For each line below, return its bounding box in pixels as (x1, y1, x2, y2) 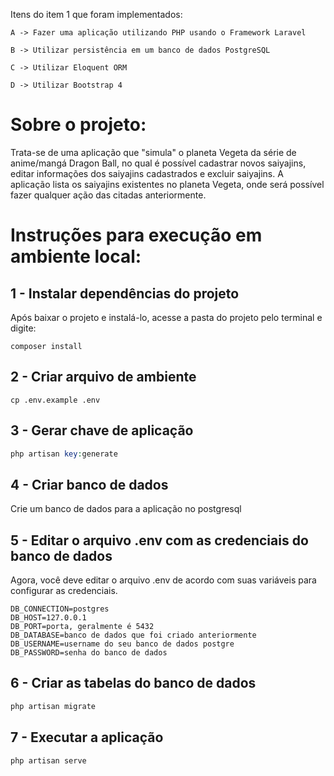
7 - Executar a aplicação (10, 729, 164, 746)
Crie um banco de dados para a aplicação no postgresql (10, 503, 242, 515)
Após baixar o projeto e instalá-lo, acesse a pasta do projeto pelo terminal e (10, 311, 323, 323)
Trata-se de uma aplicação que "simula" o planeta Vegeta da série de (10, 146, 297, 158)
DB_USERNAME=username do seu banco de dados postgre (10, 639, 235, 649)
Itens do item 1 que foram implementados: (10, 9, 183, 20)
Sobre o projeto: (10, 114, 147, 136)
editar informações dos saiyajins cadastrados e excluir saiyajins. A (10, 167, 284, 179)
